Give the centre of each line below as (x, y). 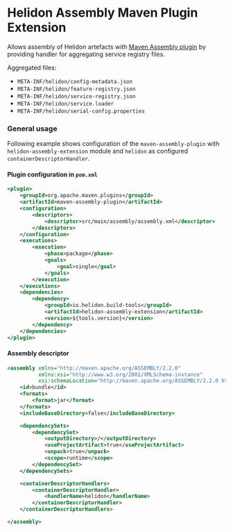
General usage (32, 128)
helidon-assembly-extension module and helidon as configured (98, 151)
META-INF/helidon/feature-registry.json (76, 89)
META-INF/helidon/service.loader (66, 103)
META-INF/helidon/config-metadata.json (75, 81)
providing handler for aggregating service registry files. (86, 54)
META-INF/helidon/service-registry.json (76, 96)
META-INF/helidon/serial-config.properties (81, 111)
